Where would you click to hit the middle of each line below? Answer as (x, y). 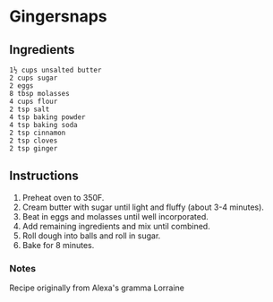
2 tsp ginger (34, 149)
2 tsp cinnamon (38, 133)
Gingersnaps (58, 17)
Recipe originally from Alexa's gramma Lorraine (97, 288)
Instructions (44, 176)
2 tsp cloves (34, 141)
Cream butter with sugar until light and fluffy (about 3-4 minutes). (143, 207)
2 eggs (21, 86)
